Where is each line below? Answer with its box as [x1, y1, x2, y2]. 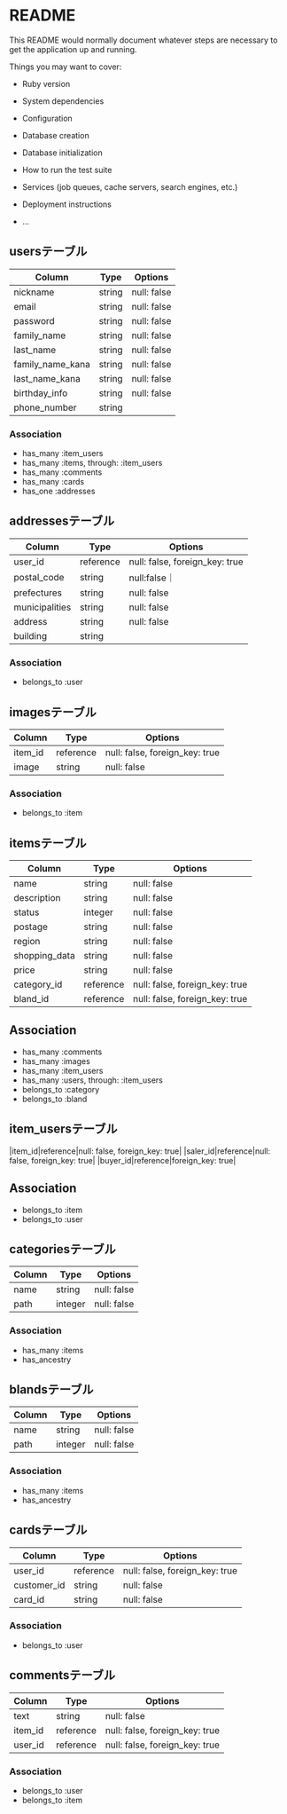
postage [13, 920, 49, 933]
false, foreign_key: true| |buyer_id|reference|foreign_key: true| [9, 1155, 237, 1165]
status [13, 906, 40, 919]
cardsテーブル [9, 1523, 88, 1538]
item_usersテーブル [9, 1122, 118, 1137]
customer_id [13, 1579, 66, 1591]
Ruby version [21, 78, 71, 89]
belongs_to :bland [21, 1093, 88, 1104]
